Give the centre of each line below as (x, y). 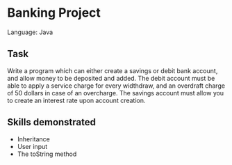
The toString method (47, 154)
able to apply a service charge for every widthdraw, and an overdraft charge (116, 86)
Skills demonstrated (51, 122)
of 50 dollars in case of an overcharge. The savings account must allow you (116, 93)
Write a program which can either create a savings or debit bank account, (113, 70)
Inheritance (34, 139)
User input (32, 146)
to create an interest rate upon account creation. (76, 100)
